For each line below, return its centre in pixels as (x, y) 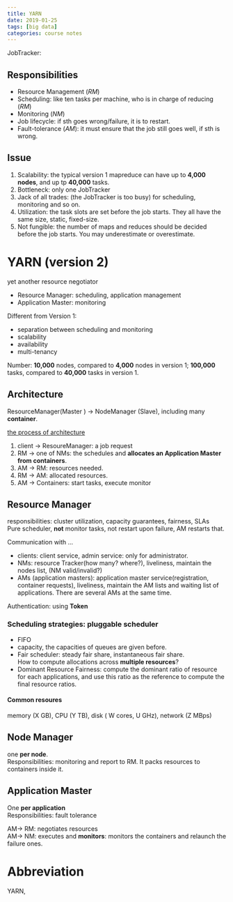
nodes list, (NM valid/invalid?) (60, 571)
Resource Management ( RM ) (58, 92)
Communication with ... (40, 542)
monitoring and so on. (49, 204)
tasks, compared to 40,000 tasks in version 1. (73, 372)
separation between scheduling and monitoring (85, 329)
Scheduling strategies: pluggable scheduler (83, 625)
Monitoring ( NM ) (41, 114)
